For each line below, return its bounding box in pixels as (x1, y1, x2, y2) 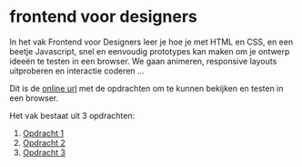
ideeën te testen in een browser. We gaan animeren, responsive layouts (9, 55, 277, 66)
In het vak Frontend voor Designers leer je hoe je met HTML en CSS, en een (9, 36, 294, 47)
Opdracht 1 (22, 127, 65, 138)
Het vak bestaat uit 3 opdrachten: (9, 110, 136, 121)
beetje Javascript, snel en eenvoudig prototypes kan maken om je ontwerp (9, 45, 290, 56)
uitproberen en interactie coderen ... (9, 65, 145, 76)
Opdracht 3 (22, 147, 66, 158)
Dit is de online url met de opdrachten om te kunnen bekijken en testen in (9, 83, 284, 93)
